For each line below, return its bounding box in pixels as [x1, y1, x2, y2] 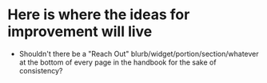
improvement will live [7, 22, 153, 41]
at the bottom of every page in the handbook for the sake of [18, 57, 217, 67]
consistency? [18, 65, 63, 75]
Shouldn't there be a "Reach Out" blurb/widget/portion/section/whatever [18, 49, 259, 58]
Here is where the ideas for [7, 6, 190, 24]
